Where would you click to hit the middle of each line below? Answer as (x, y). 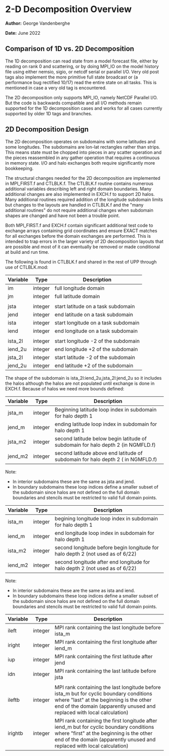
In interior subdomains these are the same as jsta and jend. (74, 482)
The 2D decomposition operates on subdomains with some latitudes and (80, 142)
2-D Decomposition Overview (68, 9)
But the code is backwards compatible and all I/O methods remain (73, 103)
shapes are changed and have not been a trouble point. (63, 216)
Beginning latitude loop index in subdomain (106, 409)
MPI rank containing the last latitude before (105, 671)
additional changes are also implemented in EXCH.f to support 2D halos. (80, 194)
